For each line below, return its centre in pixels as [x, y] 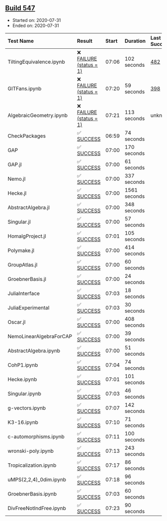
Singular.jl [19, 222]
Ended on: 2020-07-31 [36, 25]
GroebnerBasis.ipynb [32, 494]
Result [85, 41]
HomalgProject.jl [27, 236]
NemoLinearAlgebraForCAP [40, 336]
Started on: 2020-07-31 [37, 20]
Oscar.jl [17, 322]
